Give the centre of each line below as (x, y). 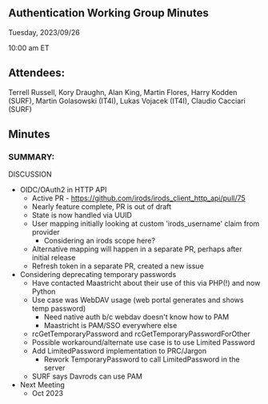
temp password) (59, 309)
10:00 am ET (29, 48)
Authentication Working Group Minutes (109, 13)
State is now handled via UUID (82, 216)
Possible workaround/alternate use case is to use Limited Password (143, 343)
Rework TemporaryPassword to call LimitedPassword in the (142, 359)
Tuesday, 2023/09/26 (44, 32)
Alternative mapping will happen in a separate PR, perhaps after (137, 249)
